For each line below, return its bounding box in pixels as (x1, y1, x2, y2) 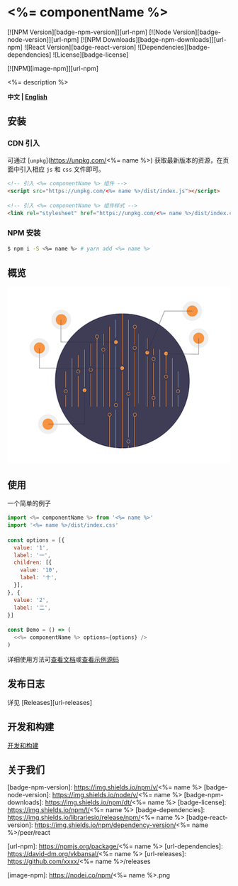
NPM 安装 (7, 228, 41, 238)
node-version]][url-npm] (7, 35, 79, 43)
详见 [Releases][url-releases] (7, 698, 93, 706)
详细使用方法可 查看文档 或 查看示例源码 (7, 655, 119, 664)
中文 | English (7, 92, 48, 101)
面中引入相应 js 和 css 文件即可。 (7, 165, 105, 173)
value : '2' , (13, 596, 50, 603)
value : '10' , (20, 567, 59, 574)
